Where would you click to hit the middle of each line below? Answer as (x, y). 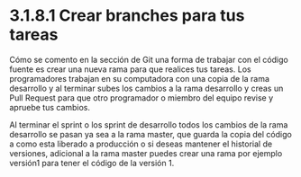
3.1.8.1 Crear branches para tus (127, 16)
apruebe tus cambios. (50, 107)
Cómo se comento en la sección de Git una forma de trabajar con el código (149, 59)
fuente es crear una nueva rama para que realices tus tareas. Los (130, 69)
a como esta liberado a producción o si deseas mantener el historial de (141, 144)
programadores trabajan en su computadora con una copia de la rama (140, 78)
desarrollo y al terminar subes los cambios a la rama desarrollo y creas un (146, 88)
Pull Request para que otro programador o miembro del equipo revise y (141, 97)
